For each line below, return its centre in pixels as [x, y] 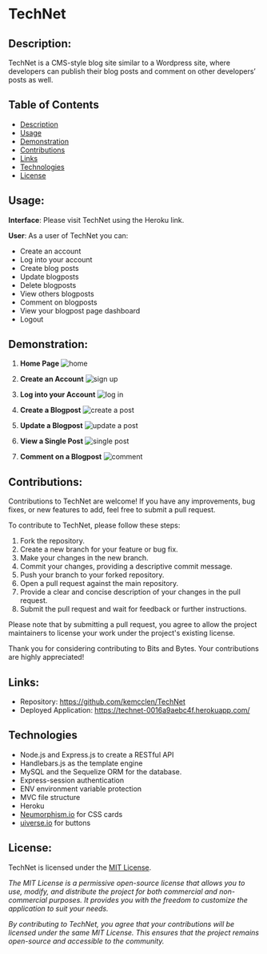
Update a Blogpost [51, 426]
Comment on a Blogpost [61, 457]
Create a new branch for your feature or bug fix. [99, 549]
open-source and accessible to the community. [86, 941]
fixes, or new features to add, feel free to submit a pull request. [112, 510]
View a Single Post [52, 441]
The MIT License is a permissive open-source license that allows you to [127, 883]
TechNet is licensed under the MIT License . [80, 867]
